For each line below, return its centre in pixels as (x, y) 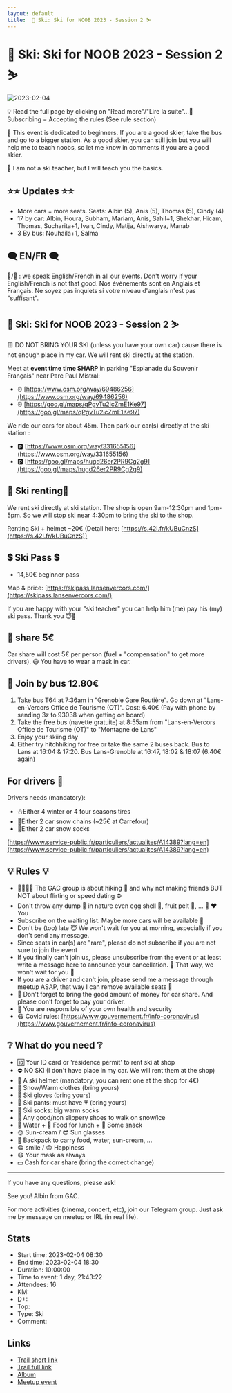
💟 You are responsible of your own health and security (95, 1008)
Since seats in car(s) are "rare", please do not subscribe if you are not (116, 943)
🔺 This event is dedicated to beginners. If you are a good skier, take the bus (115, 133)
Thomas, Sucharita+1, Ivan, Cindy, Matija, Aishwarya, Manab (103, 226)
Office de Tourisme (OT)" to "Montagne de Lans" (87, 730)
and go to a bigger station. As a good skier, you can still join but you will (109, 140)
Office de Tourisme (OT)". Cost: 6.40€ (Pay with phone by (133, 708)
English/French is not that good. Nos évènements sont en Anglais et (104, 283)
